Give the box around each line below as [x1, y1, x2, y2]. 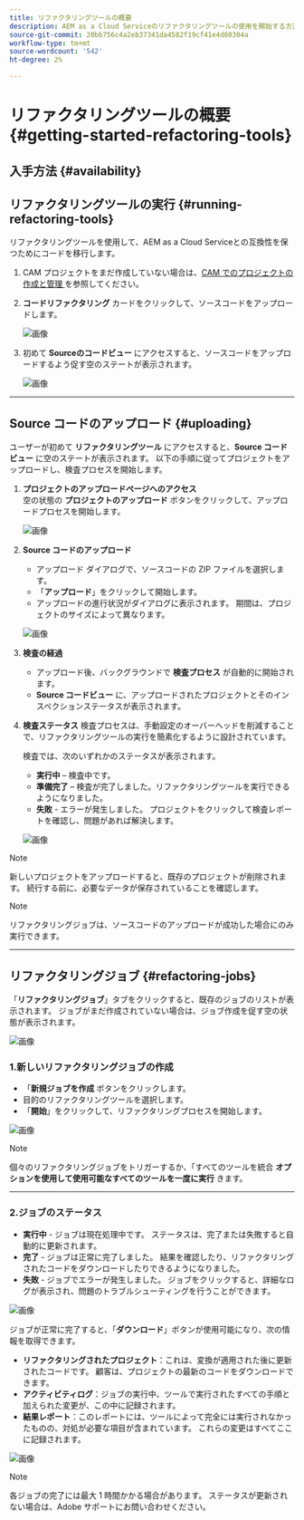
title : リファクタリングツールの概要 [9, 13, 133, 23]
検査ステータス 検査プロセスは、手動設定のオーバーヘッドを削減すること [22, 720, 295, 731]
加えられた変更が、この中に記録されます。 [22, 1400, 181, 1410]
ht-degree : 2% [9, 55, 63, 64]
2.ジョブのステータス [9, 1207, 102, 1219]
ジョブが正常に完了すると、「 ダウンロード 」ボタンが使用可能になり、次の [9, 1323, 282, 1334]
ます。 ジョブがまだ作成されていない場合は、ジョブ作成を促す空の [33, 1005, 280, 1016]
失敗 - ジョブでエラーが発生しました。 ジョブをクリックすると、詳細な [22, 1274, 287, 1284]
